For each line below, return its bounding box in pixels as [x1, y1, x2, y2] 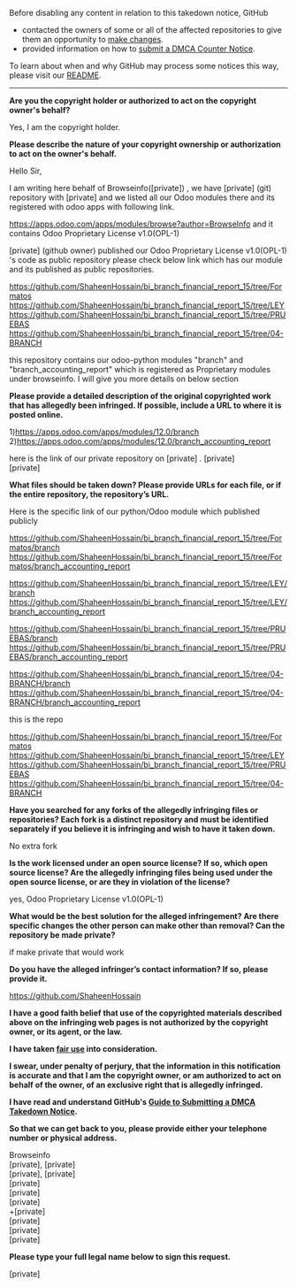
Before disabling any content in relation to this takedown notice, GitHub [9, 8, 269, 18]
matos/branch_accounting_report [9, 561, 131, 571]
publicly [9, 516, 38, 525]
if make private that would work [9, 947, 125, 957]
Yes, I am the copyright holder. [9, 122, 121, 132]
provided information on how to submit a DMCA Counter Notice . [21, 43, 255, 54]
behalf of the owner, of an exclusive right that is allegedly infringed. [9, 1079, 263, 1090]
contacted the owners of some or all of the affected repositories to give [21, 25, 283, 34]
